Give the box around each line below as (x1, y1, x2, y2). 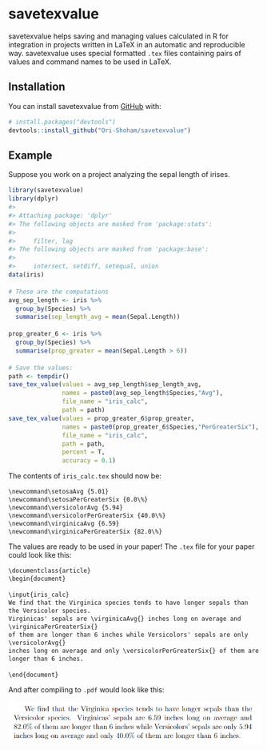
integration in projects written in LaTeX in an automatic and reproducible (8, 39, 245, 49)
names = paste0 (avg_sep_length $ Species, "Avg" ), (62, 389, 224, 397)
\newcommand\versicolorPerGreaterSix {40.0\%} (8, 512, 166, 520)
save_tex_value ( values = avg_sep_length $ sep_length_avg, (8, 381, 202, 389)
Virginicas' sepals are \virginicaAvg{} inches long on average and (8, 615, 241, 623)
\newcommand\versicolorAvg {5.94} (8, 504, 124, 512)
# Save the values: (8, 364, 74, 372)
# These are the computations (8, 288, 110, 296)
